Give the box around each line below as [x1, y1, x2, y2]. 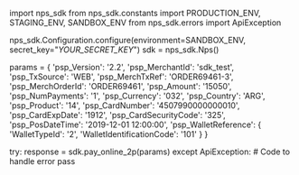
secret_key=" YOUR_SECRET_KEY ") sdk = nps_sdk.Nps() [9, 44, 220, 55]
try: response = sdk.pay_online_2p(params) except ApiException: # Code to [9, 146, 291, 157]
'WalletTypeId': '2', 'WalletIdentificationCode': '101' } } [9, 129, 209, 139]
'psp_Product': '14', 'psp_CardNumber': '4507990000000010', [9, 100, 240, 111]
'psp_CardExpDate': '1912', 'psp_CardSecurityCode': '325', [9, 110, 226, 120]
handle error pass [9, 156, 76, 166]
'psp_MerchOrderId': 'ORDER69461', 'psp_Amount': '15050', [9, 81, 232, 91]
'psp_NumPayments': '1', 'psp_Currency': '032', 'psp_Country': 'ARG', [9, 90, 266, 101]
